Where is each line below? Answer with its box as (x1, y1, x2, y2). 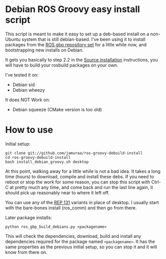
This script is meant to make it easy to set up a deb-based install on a (5, 31, 149, 37)
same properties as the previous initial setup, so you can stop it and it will (5, 243, 157, 250)
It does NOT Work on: (5, 97, 50, 103)
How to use (5, 124, 53, 136)
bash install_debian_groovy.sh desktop (5, 159, 89, 164)
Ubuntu (5, 36, 21, 42)
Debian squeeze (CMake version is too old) (12, 106, 102, 112)
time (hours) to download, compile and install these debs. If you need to (5, 173, 154, 179)
